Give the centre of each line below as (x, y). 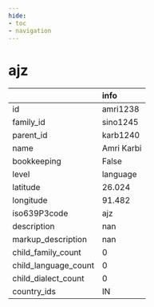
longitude (30, 200)
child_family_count (47, 252)
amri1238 (120, 109)
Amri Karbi (122, 148)
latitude (26, 188)
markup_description (50, 240)
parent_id (30, 135)
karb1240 (121, 135)
